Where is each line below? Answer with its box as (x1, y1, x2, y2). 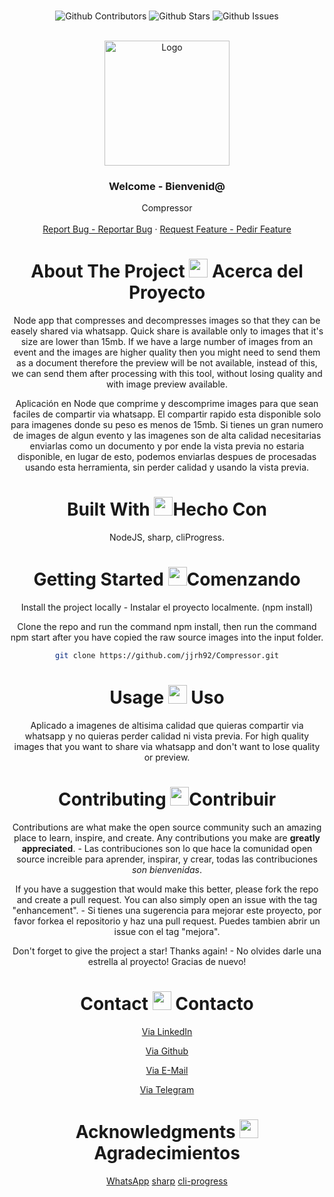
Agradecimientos (93, 1141, 241, 1164)
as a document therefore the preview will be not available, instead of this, (16, 357, 318, 369)
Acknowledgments (75, 1120, 236, 1143)
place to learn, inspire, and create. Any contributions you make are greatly (13, 831, 321, 844)
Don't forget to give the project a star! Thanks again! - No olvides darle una (12, 945, 322, 957)
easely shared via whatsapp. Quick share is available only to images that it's (10, 325, 324, 337)
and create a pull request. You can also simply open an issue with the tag (16, 893, 318, 905)
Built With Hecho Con (66, 498, 268, 521)
